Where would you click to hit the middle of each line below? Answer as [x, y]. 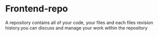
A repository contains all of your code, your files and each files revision [79, 22]
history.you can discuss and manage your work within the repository [76, 27]
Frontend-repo [37, 9]
